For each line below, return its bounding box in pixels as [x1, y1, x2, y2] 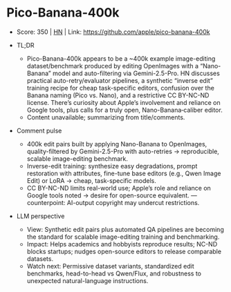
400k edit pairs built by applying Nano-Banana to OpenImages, [26, 139, 207, 148]
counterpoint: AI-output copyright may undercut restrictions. [26, 198, 200, 206]
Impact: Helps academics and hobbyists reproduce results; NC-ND [26, 240, 218, 248]
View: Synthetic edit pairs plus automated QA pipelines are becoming [26, 225, 224, 233]
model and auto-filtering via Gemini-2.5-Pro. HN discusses [52, 69, 221, 77]
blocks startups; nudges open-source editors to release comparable [26, 247, 222, 255]
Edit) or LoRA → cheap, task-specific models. [26, 176, 157, 184]
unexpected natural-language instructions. [26, 276, 149, 284]
